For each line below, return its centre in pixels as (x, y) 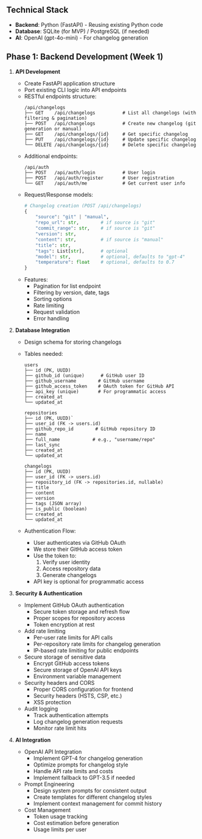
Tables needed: (44, 354)
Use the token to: (55, 556)
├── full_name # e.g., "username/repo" (90, 440)
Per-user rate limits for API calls (73, 638)
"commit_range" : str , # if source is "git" (96, 228)
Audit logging (41, 709)
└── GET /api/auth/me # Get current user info (105, 183)
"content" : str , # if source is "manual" (99, 239)
